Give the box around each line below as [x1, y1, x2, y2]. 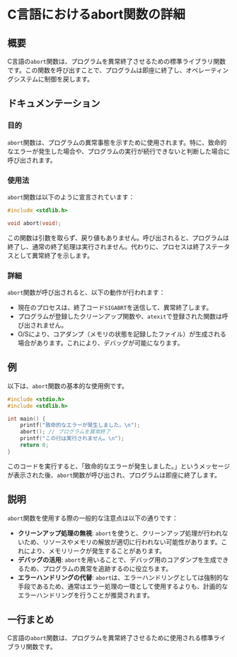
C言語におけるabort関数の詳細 [7, 6, 185, 23]
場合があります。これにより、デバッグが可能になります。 [17, 338, 184, 348]
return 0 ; [20, 441, 50, 449]
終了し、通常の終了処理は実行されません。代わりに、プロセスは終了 [7, 242, 206, 250]
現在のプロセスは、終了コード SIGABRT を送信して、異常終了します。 [17, 303, 213, 312]
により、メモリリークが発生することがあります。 [23, 546, 166, 555]
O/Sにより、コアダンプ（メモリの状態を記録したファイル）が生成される [17, 330, 226, 338]
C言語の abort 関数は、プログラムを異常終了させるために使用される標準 [7, 634, 214, 642]
